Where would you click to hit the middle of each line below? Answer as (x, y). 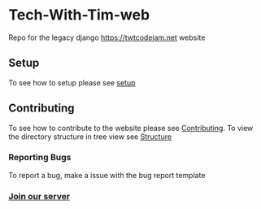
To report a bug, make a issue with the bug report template (107, 175)
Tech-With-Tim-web (79, 15)
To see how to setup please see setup (72, 82)
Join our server (39, 196)
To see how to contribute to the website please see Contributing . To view (131, 128)
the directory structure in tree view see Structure (90, 137)
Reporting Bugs (40, 158)
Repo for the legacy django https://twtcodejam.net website (107, 37)
